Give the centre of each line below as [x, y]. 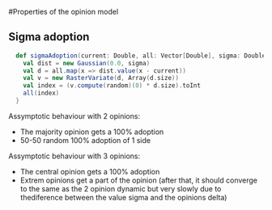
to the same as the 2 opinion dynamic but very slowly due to [121, 188]
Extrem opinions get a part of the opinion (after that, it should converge [138, 180]
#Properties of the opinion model [64, 12]
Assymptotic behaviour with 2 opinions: [74, 115]
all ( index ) [41, 93]
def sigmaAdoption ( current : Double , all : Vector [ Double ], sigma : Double [141, 56]
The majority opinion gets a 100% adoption [92, 132]
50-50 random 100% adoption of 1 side [85, 140]
